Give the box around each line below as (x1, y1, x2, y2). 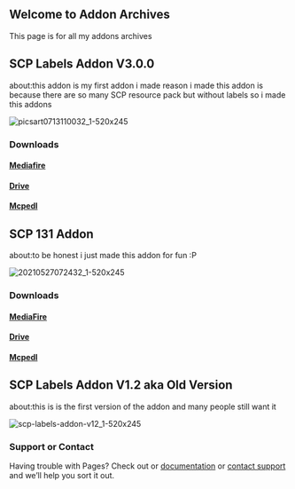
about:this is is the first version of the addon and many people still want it (9, 401, 276, 412)
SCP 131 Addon (9, 226, 95, 241)
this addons (9, 99, 52, 109)
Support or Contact (9, 440, 95, 453)
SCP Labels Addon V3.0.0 (9, 57, 155, 72)
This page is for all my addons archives (9, 30, 152, 41)
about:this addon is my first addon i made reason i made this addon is (9, 80, 264, 91)
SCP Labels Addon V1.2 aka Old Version (9, 377, 233, 393)
